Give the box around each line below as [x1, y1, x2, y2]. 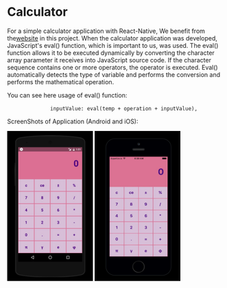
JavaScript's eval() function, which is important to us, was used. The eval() [7, 41, 219, 49]
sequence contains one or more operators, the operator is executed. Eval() [7, 63, 218, 71]
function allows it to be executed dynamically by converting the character [7, 49, 215, 57]
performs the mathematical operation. [7, 77, 115, 86]
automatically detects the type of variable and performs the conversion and [7, 70, 221, 79]
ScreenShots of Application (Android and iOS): [7, 117, 139, 125]
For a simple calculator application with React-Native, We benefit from [7, 27, 206, 35]
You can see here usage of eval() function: [7, 91, 128, 99]
